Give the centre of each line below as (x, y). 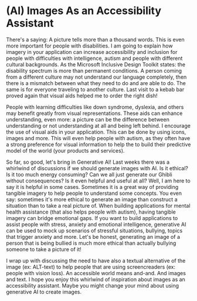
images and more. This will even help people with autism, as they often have (98, 138)
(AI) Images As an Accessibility (84, 11)
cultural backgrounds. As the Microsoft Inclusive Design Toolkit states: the (96, 64)
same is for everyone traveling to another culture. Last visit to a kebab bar (95, 89)
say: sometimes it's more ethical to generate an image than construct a (92, 199)
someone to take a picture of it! (44, 249)
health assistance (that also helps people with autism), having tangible (91, 212)
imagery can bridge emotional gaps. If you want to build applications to (92, 218)
